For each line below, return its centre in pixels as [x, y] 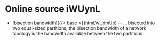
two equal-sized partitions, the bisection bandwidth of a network [79, 28]
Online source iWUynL [52, 9]
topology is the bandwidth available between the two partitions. [78, 33]
